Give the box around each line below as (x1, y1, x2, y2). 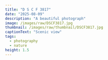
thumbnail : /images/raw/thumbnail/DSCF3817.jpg (5, 25, 104, 30)
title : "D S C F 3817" (5, 7, 51, 12)
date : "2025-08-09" (5, 12, 45, 16)
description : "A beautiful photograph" (5, 16, 86, 21)
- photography (9, 39, 38, 44)
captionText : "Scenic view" (5, 30, 62, 34)
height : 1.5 (5, 47, 29, 52)
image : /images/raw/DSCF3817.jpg (5, 20, 73, 26)
